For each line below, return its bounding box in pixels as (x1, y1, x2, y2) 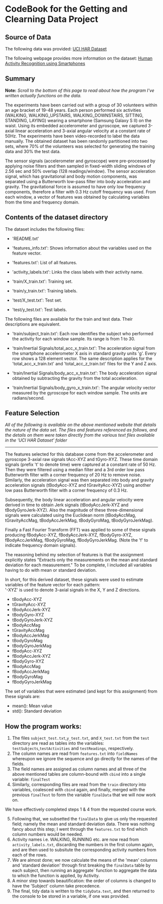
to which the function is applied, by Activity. (12, 873, 100, 879)
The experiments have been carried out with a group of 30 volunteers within (5, 102, 158, 108)
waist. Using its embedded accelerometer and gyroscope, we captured (5, 122, 147, 128)
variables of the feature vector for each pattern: (5, 582, 100, 588)
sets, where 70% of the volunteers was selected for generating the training (5, 143, 155, 149)
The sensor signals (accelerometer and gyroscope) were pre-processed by (5, 158, 156, 164)
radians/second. (12, 395, 45, 401)
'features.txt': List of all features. (12, 259, 78, 265)
